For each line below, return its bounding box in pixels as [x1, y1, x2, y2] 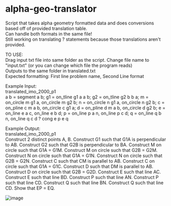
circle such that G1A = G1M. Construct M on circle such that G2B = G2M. [5, 147, 158, 153]
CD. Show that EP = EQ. [5, 185, 55, 191]
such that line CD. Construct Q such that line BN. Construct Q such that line [5, 179, 164, 186]
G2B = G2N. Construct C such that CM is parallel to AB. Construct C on [5, 158, 155, 164]
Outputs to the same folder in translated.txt [5, 67, 96, 74]
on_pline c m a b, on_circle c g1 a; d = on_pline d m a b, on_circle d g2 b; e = [5, 105, 166, 111]
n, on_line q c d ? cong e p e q [5, 115, 69, 121]
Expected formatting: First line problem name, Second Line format [5, 73, 144, 79]
